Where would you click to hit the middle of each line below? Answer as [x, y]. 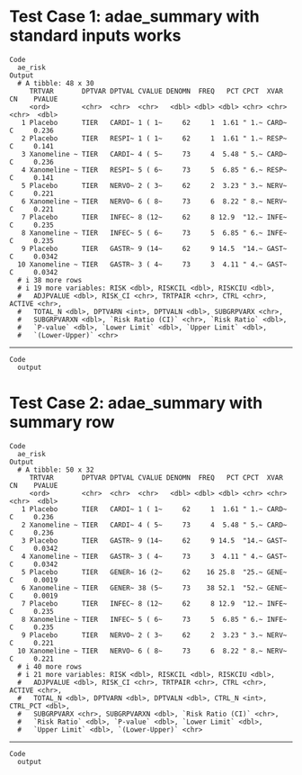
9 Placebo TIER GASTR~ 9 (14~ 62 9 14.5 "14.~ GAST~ [154, 248]
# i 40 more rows [50, 667]
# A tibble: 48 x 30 [56, 83]
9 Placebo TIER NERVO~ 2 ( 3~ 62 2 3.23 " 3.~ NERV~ [154, 635]
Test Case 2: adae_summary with [136, 403]
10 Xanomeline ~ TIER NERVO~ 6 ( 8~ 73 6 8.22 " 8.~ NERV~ [152, 651]
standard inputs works [95, 36]
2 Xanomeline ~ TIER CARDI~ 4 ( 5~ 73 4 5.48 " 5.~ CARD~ [154, 525]
